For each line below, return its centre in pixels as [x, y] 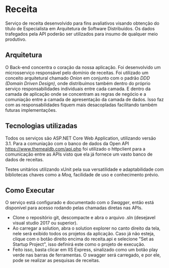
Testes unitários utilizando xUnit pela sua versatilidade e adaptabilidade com [84, 169]
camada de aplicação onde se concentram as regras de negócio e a [76, 94]
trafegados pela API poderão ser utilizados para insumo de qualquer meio [82, 34]
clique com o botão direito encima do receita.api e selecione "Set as [83, 239]
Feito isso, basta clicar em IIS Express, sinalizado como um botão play [85, 250]
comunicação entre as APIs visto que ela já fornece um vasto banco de [79, 154]
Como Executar [30, 190]
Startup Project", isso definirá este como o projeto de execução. [79, 244]
